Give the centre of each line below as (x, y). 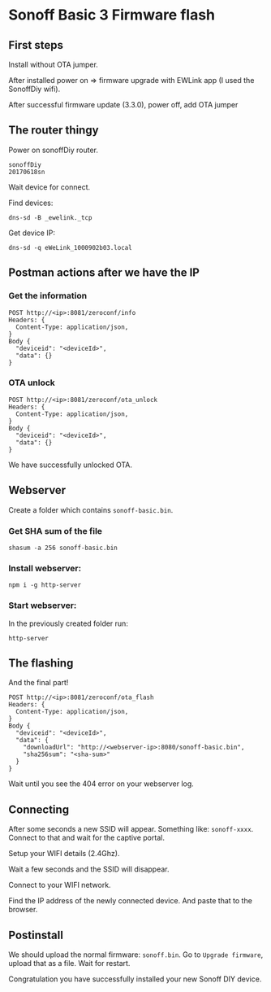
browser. (23, 910)
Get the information (48, 296)
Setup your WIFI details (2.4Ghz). (64, 854)
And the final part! (39, 683)
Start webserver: (43, 605)
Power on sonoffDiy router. (54, 150)
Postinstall (36, 935)
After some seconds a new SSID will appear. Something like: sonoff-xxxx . (131, 829)
